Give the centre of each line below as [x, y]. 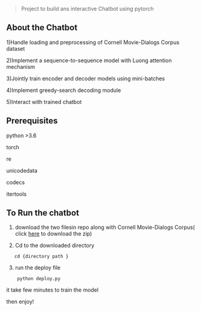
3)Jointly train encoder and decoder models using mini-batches [85, 79]
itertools [17, 194]
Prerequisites [32, 121]
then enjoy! [20, 302]
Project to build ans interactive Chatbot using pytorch [87, 9]
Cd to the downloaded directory [55, 245]
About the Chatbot [42, 27]
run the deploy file [38, 268]
